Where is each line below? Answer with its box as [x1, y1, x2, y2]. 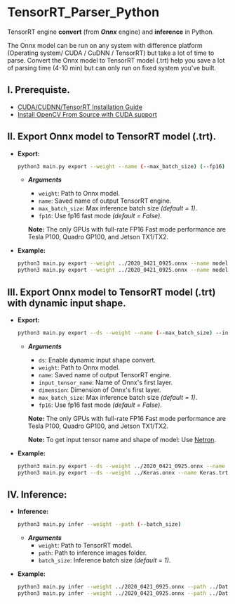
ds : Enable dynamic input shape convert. [38, 356, 156, 364]
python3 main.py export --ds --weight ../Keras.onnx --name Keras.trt [17, 469, 229, 476]
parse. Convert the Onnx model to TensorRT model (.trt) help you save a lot [7, 56, 225, 64]
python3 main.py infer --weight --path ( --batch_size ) [17, 521, 182, 528]
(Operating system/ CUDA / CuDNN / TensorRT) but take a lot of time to [7, 49, 215, 57]
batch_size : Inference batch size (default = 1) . [38, 556, 171, 565]
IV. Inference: [7, 489, 67, 501]
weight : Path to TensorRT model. [38, 541, 133, 550]
